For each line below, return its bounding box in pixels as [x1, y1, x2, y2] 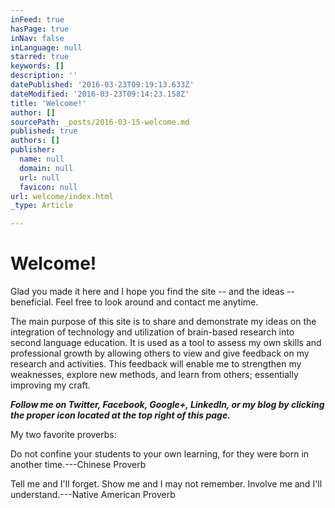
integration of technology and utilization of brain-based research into [10, 326, 295, 338]
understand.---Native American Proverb [10, 489, 176, 501]
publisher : [10, 145, 56, 155]
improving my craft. [10, 379, 91, 391]
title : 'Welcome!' [10, 98, 87, 108]
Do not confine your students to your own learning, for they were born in [10, 448, 310, 460]
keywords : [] [10, 61, 65, 71]
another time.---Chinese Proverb [10, 459, 147, 471]
